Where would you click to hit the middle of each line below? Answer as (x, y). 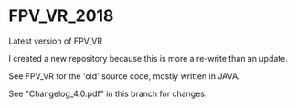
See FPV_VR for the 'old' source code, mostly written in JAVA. (124, 76)
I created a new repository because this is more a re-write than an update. (148, 58)
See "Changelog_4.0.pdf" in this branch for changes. (108, 93)
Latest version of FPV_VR (55, 41)
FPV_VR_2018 (61, 16)
